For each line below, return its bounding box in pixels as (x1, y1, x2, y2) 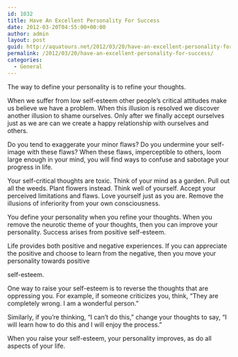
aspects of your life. (7, 341, 66, 350)
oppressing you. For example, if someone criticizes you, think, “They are (7, 291, 219, 300)
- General (13, 63, 42, 70)
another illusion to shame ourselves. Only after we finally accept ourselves (7, 111, 225, 120)
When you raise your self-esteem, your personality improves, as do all (7, 334, 212, 342)
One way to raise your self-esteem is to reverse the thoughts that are (7, 284, 209, 293)
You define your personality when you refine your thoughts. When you (7, 212, 212, 221)
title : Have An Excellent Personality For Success (7, 17, 160, 24)
